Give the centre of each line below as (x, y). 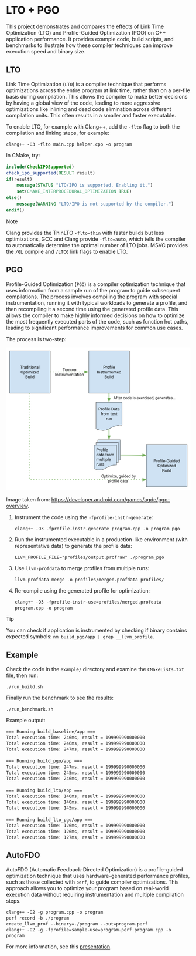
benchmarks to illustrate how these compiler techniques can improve (89, 45)
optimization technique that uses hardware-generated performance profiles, (98, 876)
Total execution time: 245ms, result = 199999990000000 (75, 773)
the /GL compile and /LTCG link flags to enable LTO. (67, 251)
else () (14, 198)
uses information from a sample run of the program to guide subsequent (93, 290)
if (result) (19, 179)
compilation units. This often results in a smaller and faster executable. (91, 115)
